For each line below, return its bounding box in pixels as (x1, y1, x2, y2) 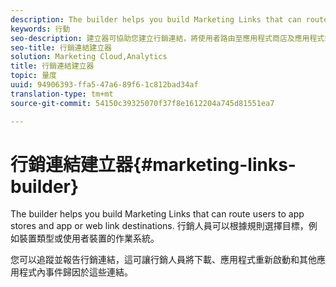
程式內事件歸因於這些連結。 (18, 266, 133, 278)
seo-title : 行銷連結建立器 (10, 42, 113, 53)
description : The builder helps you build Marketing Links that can (10, 14, 302, 25)
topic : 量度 (10, 71, 57, 81)
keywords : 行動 (10, 24, 71, 34)
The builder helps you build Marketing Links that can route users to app (10, 208, 305, 220)
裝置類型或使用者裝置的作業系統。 (18, 232, 160, 245)
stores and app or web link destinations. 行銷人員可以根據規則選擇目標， (10, 220, 309, 232)
